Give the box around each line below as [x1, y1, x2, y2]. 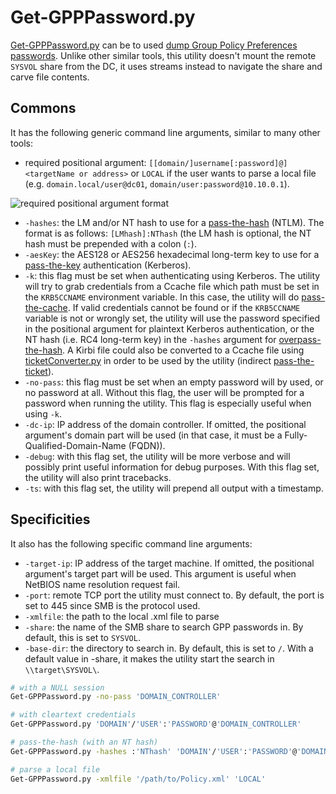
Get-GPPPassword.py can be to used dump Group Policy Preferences [10, 39, 298, 51]
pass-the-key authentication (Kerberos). [24, 259, 192, 271]
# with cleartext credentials [10, 710, 137, 720]
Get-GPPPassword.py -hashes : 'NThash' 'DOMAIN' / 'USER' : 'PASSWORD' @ [10, 746, 298, 756]
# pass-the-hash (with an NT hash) [10, 737, 159, 748]
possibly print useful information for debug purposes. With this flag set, [24, 461, 320, 473]
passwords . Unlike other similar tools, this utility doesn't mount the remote [10, 49, 317, 61]
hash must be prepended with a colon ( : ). [24, 237, 197, 250]
